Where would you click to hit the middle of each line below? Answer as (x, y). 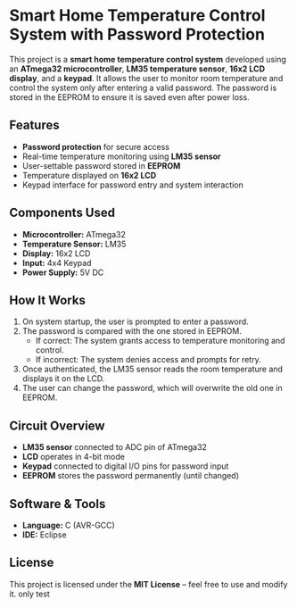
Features (34, 125)
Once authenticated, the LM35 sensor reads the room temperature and (153, 369)
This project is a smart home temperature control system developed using (148, 59)
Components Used (62, 213)
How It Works (48, 300)
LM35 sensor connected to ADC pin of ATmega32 (115, 447)
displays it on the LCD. (63, 379)
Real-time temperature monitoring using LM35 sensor (121, 156)
